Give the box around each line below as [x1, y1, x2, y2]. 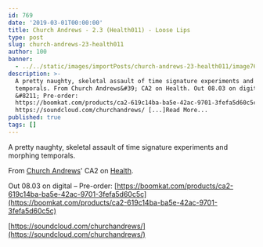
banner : [8, 56, 34, 64]
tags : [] [8, 121, 37, 129]
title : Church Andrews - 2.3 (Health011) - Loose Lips [8, 26, 191, 34]
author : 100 [8, 48, 47, 56]
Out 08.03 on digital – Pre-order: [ [8, 181, 117, 191]
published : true [8, 114, 61, 122]
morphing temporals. [8, 151, 76, 160]
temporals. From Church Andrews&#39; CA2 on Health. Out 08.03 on [15, 84, 236, 93]
